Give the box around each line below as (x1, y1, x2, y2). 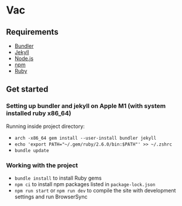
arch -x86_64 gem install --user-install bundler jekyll (14, 135, 157, 141)
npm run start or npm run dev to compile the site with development (14, 187, 176, 194)
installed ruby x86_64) (6, 109, 71, 117)
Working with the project (6, 161, 78, 169)
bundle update (14, 147, 49, 153)
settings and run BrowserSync (14, 193, 88, 200)
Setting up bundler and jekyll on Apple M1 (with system (6, 102, 166, 110)
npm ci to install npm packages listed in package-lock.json (14, 180, 156, 188)
